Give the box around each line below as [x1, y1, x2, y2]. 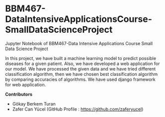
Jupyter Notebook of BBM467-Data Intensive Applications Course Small [5, 40, 153, 46]
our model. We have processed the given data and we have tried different [5, 65, 156, 72]
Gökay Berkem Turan [12, 101, 56, 107]
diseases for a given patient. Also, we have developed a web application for [5, 60, 160, 66]
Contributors [5, 91, 33, 97]
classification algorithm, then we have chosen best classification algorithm [5, 71, 158, 77]
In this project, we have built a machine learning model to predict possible [5, 55, 157, 61]
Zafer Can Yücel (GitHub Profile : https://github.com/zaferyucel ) [12, 106, 144, 112]
